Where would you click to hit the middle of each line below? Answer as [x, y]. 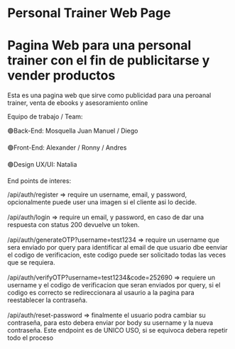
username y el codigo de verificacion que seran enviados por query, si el [114, 285]
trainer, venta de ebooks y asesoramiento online [78, 103]
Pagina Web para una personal [99, 46]
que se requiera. [31, 262]
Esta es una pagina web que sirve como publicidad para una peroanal [109, 95]
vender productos [61, 76]
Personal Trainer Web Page [89, 13]
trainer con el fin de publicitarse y [109, 61]
